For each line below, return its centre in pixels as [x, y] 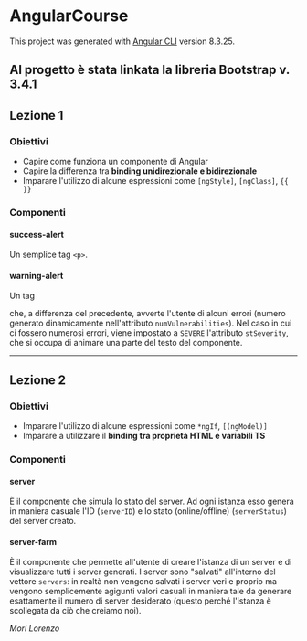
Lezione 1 [37, 115]
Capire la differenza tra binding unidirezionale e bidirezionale [140, 171]
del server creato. [43, 521]
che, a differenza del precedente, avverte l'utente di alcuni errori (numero [148, 314]
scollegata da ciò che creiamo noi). [75, 611]
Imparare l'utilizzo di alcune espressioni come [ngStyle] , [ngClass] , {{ [156, 181]
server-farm [33, 541]
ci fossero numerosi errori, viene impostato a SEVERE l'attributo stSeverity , [149, 333]
